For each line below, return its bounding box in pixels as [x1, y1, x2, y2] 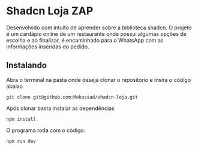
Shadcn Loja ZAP [6, 4, 94, 18]
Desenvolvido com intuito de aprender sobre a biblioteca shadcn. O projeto [6, 24, 192, 31]
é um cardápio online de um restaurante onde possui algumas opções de [6, 30, 187, 37]
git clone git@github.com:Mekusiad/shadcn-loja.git [6, 94, 138, 100]
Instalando [6, 60, 47, 71]
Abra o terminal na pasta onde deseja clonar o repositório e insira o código [6, 76, 191, 83]
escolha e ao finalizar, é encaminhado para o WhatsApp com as [6, 36, 164, 44]
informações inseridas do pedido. [6, 43, 89, 50]
